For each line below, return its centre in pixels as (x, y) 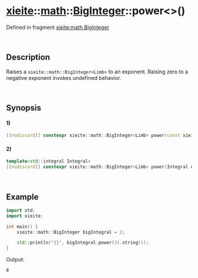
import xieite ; (25, 216)
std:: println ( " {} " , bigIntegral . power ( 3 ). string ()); (83, 243)
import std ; (21, 210)
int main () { (22, 227)
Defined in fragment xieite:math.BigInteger (58, 27)
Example (22, 197)
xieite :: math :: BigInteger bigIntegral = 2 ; (71, 232)
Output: (15, 260)
